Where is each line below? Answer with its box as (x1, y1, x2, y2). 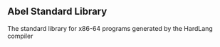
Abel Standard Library (7, 6, 108, 18)
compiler (7, 32, 33, 40)
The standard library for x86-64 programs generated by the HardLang (7, 24, 214, 32)
